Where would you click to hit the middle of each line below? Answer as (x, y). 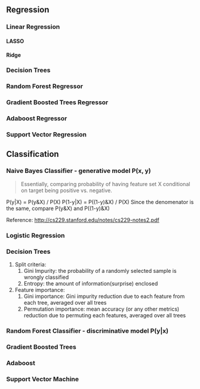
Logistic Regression (36, 235)
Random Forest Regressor (45, 86)
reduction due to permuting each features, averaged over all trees (105, 315)
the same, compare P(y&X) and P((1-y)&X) (58, 208)
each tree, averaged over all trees (65, 303)
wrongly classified (46, 277)
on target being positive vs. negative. (66, 190)
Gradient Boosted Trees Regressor (57, 102)
